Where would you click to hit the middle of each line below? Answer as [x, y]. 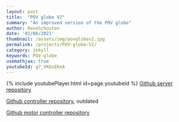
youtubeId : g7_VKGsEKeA [36, 67]
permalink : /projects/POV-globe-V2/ [51, 45]
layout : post [22, 12]
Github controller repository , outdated [52, 101]
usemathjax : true [28, 61]
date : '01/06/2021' [30, 34]
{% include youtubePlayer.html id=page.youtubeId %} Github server [90, 84]
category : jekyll [28, 50]
